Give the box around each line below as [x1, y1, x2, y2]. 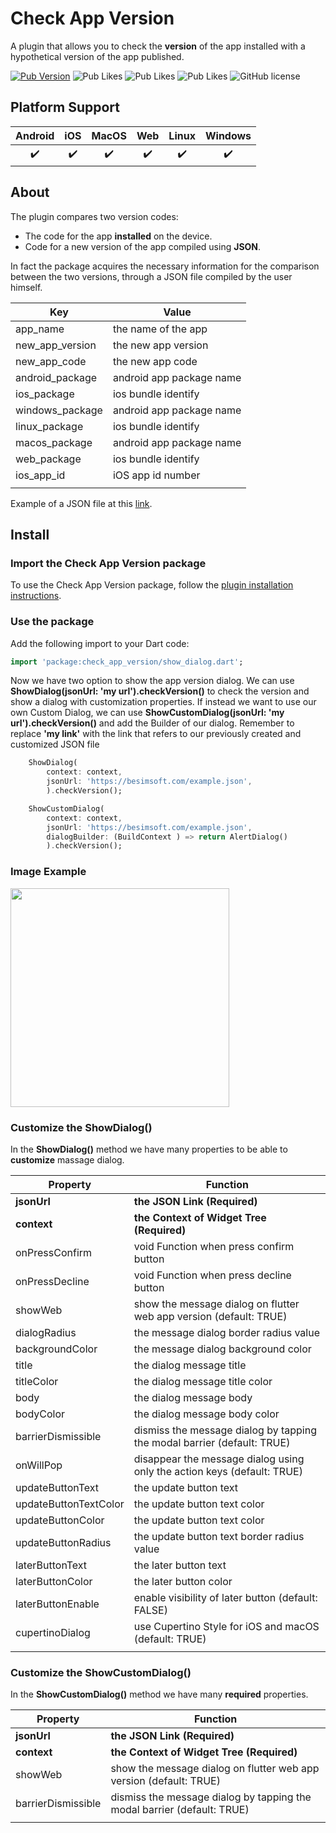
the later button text [133, 1558, 227, 1572]
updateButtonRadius [15, 1535, 112, 1549]
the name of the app [112, 322, 208, 336]
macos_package [15, 435, 93, 449]
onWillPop [15, 1458, 63, 1472]
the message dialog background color [133, 1342, 312, 1356]
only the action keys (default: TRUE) [133, 1464, 303, 1478]
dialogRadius [15, 1325, 77, 1339]
